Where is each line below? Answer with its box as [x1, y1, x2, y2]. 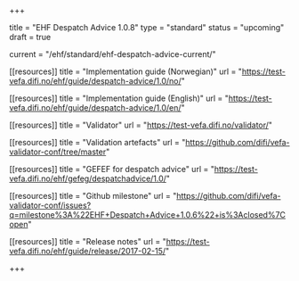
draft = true [9, 32, 52, 42]
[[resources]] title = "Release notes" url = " [9, 236, 166, 246]
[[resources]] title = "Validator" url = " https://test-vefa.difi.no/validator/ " [9, 120, 273, 130]
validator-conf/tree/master [9, 146, 107, 157]
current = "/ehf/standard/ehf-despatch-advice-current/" [9, 49, 216, 59]
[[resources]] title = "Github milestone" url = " [9, 191, 177, 201]
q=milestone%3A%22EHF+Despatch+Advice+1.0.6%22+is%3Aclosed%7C [9, 210, 287, 219]
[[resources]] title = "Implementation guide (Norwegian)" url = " [9, 66, 243, 77]
